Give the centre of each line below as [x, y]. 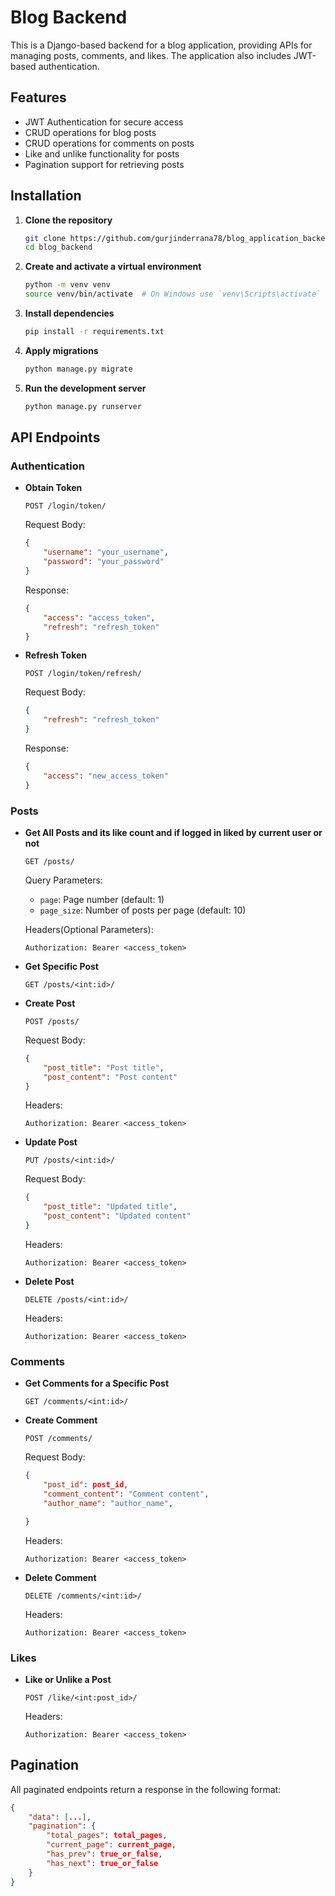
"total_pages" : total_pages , [107, 1836]
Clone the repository [68, 220]
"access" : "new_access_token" [106, 776]
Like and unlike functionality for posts [102, 153]
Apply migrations [61, 350]
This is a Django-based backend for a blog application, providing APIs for [161, 45]
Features [38, 97]
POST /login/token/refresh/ [83, 674]
